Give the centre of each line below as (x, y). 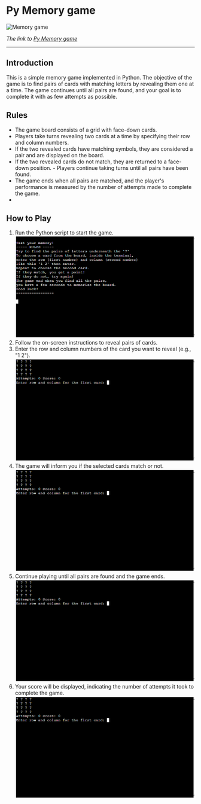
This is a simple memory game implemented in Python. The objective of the (99, 77)
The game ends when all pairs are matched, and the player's (89, 181)
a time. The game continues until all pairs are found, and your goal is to (94, 90)
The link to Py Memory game (42, 38)
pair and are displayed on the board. (60, 155)
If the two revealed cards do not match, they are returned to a (91, 162)
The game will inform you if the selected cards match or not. (89, 466)
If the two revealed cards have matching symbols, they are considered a (104, 149)
